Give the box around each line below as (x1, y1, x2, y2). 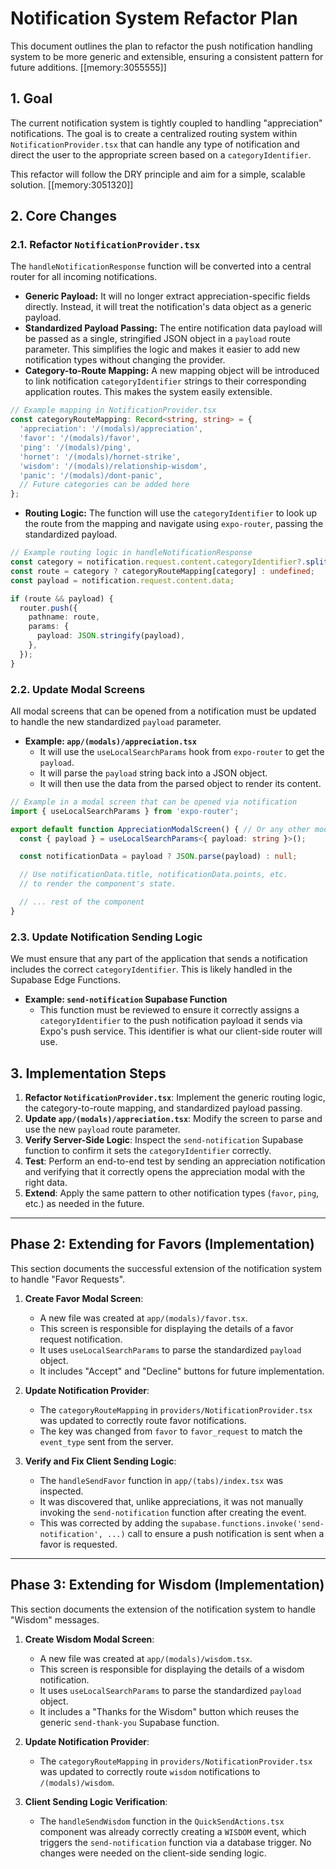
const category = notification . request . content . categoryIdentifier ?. (10, 557, 307, 567)
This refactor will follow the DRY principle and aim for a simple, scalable (10, 168, 306, 180)
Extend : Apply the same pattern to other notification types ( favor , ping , (24, 1187, 320, 1199)
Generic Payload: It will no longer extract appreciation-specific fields (24, 290, 311, 302)
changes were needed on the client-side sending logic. (39, 1847, 267, 1859)
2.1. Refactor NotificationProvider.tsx (10, 238, 201, 252)
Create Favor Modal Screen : (24, 1292, 144, 1304)
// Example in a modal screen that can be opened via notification (10, 797, 298, 807)
